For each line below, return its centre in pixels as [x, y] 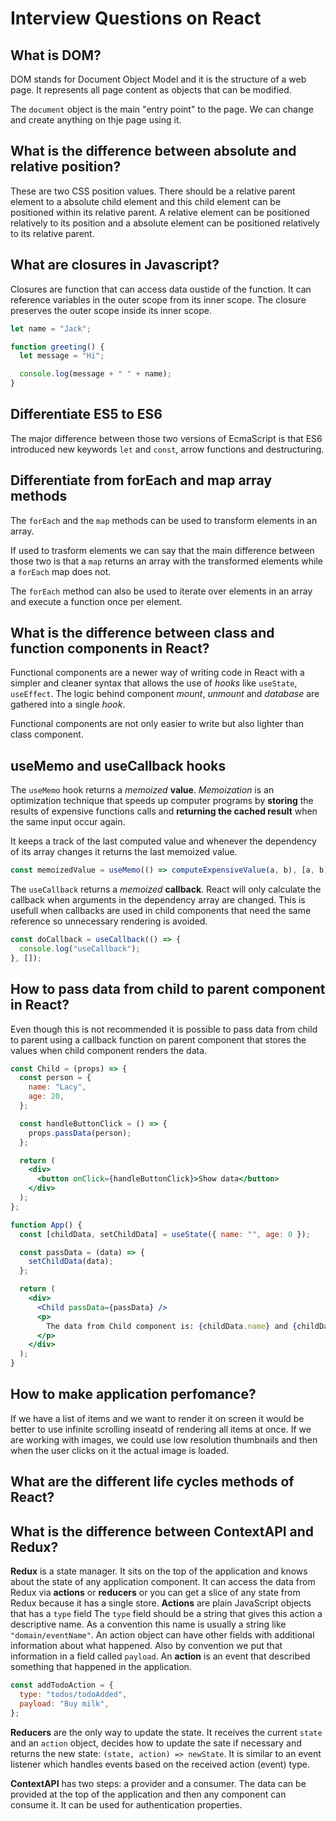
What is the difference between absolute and [153, 151]
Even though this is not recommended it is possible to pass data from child [164, 1029]
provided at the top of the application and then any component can [148, 1794]
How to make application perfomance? [133, 1394]
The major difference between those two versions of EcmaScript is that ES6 [166, 438]
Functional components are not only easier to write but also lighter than [157, 724]
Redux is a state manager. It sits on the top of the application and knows [159, 1571]
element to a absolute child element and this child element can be [146, 201]
